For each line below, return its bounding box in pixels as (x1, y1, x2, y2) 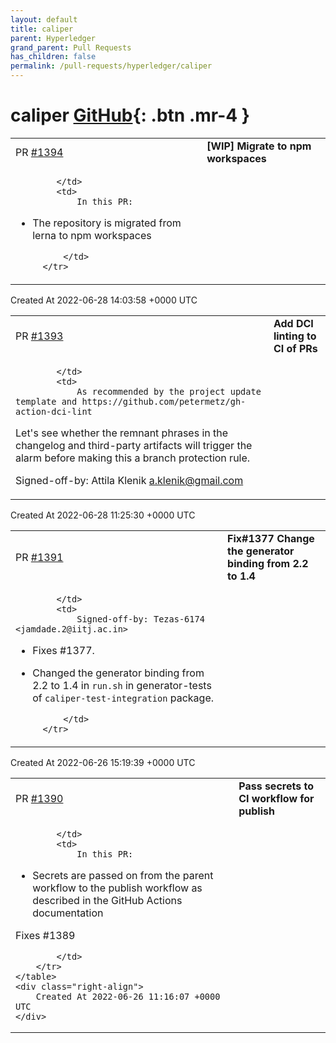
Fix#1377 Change (227, 531, 315, 545)
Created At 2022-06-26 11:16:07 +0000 (35, 991, 221, 1002)
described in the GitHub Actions (32, 893, 183, 907)
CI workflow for (238, 791, 315, 805)
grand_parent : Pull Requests (10, 42, 132, 53)
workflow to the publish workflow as (32, 881, 203, 895)
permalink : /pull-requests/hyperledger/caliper (10, 61, 213, 71)
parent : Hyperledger (10, 33, 97, 43)
